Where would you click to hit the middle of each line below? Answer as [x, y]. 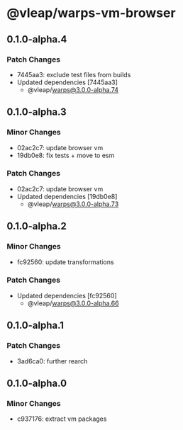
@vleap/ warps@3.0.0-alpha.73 [73, 204]
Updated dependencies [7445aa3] [67, 82]
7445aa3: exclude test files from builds [74, 74]
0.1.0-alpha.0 [37, 383]
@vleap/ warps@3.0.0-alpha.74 [73, 89]
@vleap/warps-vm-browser [91, 13]
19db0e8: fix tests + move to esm [66, 155]
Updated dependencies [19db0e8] [67, 196]
